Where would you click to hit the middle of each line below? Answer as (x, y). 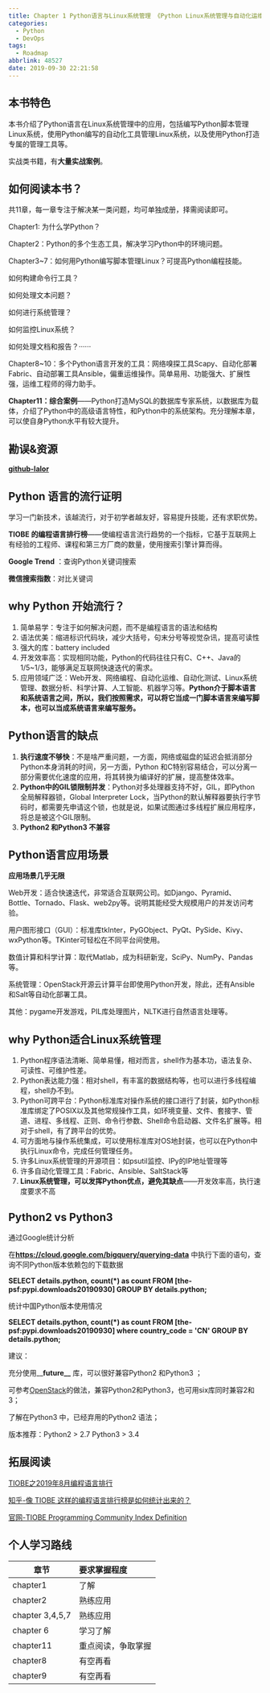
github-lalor (29, 469)
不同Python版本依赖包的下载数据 (69, 1265)
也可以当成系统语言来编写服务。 (87, 708)
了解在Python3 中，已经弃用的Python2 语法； (84, 1418)
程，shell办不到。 (49, 1091)
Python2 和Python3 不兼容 (65, 827)
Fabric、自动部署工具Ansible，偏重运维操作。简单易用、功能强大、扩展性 (129, 374)
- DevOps (30, 38)
